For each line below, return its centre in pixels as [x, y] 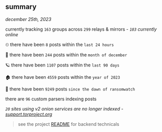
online [12, 34]
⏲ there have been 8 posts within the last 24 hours [60, 45]
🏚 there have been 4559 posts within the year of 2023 [63, 77]
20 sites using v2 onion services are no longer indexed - [64, 108]
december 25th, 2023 [28, 19]
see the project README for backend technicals [68, 124]
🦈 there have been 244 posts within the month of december [66, 55]
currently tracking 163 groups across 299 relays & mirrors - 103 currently [81, 29]
